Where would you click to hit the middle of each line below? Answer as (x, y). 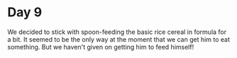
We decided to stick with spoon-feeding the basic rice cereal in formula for (117, 32)
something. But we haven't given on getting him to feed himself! (101, 47)
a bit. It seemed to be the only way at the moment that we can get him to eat (119, 39)
